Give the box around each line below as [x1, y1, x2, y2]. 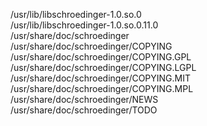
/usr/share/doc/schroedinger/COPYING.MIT [10, 72, 192, 84]
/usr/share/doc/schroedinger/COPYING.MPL [10, 83, 194, 94]
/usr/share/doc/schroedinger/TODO [10, 104, 158, 116]
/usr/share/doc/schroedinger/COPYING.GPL [10, 51, 192, 63]
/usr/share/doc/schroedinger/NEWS [10, 94, 159, 105]
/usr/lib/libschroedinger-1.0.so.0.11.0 [10, 19, 159, 31]
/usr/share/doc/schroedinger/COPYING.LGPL [10, 62, 197, 73]
